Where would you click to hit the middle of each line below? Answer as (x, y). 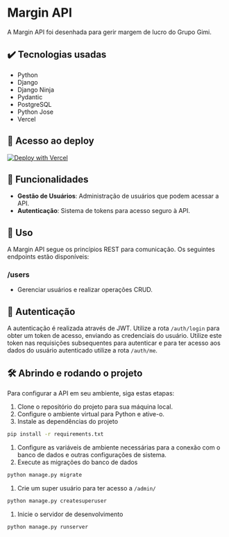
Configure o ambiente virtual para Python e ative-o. (91, 414)
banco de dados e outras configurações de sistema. (92, 454)
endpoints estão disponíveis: (48, 257)
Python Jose (35, 112)
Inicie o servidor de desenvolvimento (70, 514)
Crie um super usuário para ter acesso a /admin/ (86, 488)
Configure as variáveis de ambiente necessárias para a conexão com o (119, 447)
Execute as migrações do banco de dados (77, 462)
